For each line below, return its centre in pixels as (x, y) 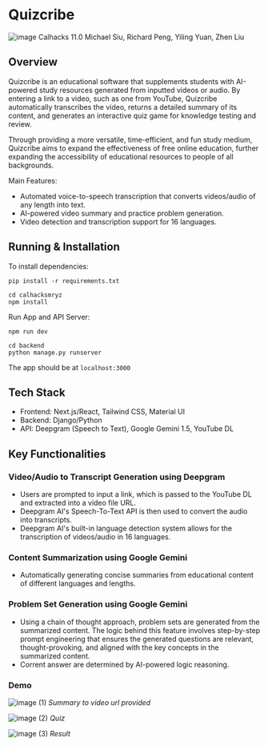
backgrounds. (31, 165)
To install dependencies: (49, 266)
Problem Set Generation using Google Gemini (98, 604)
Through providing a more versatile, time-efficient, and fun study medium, (130, 139)
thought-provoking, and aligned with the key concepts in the (119, 647)
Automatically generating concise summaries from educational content (137, 575)
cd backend (26, 345)
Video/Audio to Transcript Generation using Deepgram (117, 477)
